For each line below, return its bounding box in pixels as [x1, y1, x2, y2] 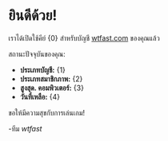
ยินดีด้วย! [8, 6, 58, 25]
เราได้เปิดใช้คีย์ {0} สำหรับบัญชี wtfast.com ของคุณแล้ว [8, 33, 160, 42]
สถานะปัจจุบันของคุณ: [8, 49, 66, 58]
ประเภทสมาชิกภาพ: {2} [19, 74, 83, 84]
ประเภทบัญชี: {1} [19, 65, 66, 74]
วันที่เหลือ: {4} [19, 92, 61, 101]
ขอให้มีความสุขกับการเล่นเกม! [8, 108, 86, 117]
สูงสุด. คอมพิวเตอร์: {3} [19, 83, 84, 92]
